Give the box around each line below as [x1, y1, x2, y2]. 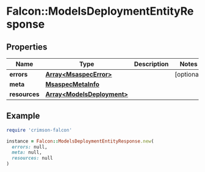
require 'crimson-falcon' [6, 127, 72, 133]
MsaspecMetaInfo [45, 80, 99, 88]
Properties [6, 42, 48, 52]
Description [134, 60, 169, 68]
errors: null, [12, 144, 48, 150]
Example [6, 111, 40, 121]
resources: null [12, 155, 53, 162]
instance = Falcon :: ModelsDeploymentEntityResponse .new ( [6, 138, 154, 144]
